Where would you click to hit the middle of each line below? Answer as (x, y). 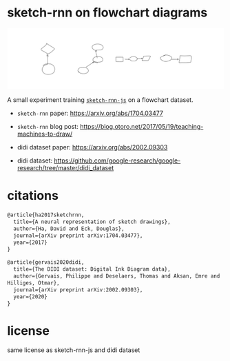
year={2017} (31, 243)
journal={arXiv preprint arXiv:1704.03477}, (78, 236)
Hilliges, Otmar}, (33, 283)
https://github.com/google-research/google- (117, 161)
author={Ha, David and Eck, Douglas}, (69, 229)
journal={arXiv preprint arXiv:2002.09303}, (78, 290)
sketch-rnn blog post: (48, 126)
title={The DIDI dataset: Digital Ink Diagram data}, (92, 269)
